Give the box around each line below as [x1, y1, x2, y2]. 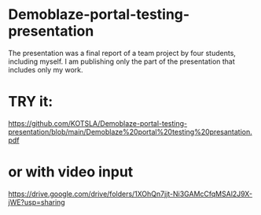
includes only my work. [8, 65, 83, 74]
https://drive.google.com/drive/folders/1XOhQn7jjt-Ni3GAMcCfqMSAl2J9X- [8, 189, 253, 198]
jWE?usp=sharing [8, 197, 65, 206]
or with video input [8, 163, 134, 181]
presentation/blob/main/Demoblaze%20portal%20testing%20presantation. [8, 127, 253, 136]
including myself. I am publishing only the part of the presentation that [8, 57, 236, 66]
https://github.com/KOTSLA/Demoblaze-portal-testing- [8, 118, 188, 128]
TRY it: [8, 93, 53, 111]
